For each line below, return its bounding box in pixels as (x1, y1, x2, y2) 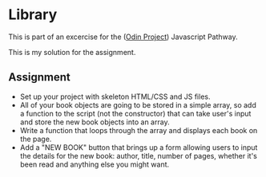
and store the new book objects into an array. (19, 117, 170, 127)
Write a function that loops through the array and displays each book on (19, 125, 258, 135)
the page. (19, 134, 52, 144)
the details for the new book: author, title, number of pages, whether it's (19, 151, 258, 160)
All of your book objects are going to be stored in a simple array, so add (19, 100, 256, 109)
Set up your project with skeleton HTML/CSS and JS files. (19, 92, 211, 101)
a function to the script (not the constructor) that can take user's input (19, 108, 252, 118)
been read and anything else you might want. (19, 159, 170, 169)
